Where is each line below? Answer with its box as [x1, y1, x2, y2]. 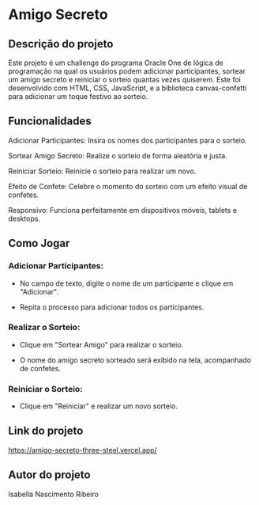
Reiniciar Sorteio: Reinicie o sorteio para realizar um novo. [8, 166, 197, 176]
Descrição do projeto [8, 37, 114, 51]
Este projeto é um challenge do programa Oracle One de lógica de [8, 58, 223, 67]
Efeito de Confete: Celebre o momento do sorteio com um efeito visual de [8, 181, 248, 191]
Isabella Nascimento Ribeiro [8, 489, 99, 499]
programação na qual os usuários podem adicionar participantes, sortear [8, 66, 246, 76]
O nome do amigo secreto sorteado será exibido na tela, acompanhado [19, 355, 251, 365]
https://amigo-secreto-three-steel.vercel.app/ [8, 445, 158, 454]
